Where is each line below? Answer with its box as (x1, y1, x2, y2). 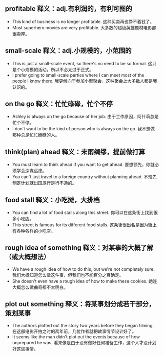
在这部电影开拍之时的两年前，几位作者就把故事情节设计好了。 (12, 328, 137, 334)
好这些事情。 (12, 346, 38, 352)
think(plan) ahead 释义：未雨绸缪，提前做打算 (5, 147, 145, 156)
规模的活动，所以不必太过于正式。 (25, 67, 94, 72)
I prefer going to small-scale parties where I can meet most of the (12, 72, 144, 78)
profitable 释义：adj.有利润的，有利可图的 (5, 4, 132, 13)
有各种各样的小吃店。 (12, 228, 55, 234)
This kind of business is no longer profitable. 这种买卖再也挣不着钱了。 (12, 19, 155, 24)
